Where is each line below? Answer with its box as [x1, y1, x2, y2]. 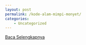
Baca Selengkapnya [5, 34, 45, 40]
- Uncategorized [14, 21, 47, 26]
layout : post [5, 7, 32, 12]
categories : [5, 16, 29, 21]
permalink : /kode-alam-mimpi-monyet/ [5, 12, 82, 17]
